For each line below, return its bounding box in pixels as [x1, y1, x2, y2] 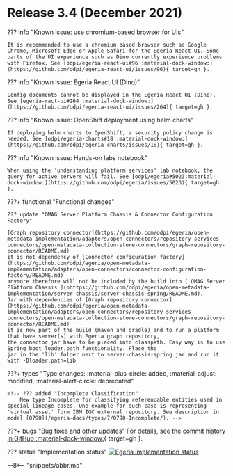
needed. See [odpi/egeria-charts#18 [7, 135, 113, 142]
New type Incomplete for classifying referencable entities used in [19, 396, 223, 403]
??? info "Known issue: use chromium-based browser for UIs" [7, 28, 184, 36]
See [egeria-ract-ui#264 [7, 97, 79, 104]
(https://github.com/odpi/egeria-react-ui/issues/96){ [7, 65, 170, 72]
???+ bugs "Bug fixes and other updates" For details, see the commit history [7, 427, 226, 435]
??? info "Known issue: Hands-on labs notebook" [7, 153, 148, 161]
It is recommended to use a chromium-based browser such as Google [7, 41, 207, 48]
